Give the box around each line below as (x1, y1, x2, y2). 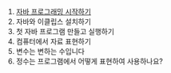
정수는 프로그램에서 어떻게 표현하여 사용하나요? (15, 56, 164, 66)
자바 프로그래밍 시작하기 (15, 7, 92, 16)
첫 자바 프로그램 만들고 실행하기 (15, 27, 114, 36)
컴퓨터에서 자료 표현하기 (15, 36, 92, 46)
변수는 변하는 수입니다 (15, 47, 85, 56)
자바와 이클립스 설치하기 (15, 17, 92, 26)
